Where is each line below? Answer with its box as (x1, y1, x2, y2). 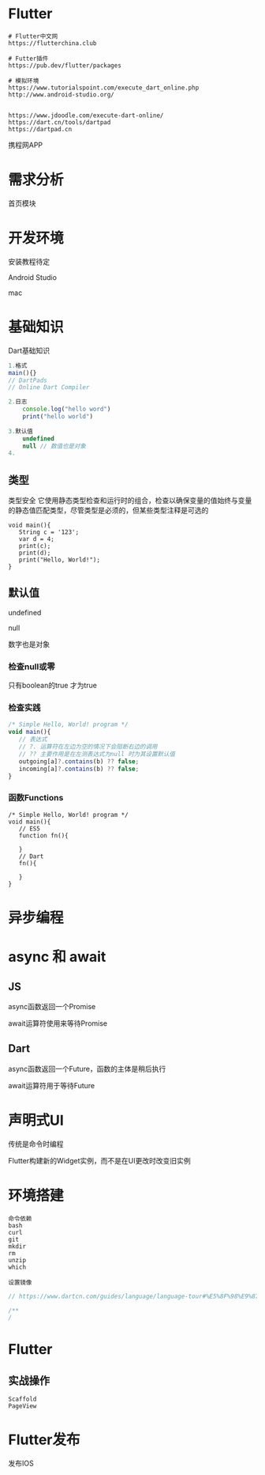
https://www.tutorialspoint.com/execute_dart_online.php (8, 84, 200, 92)
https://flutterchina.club (8, 39, 97, 47)
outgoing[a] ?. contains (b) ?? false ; (18, 757, 140, 766)
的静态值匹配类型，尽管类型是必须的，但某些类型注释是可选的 (8, 505, 209, 515)
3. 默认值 (8, 427, 34, 435)
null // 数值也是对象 (22, 442, 87, 450)
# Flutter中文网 (8, 32, 58, 40)
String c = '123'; (18, 528, 80, 536)
